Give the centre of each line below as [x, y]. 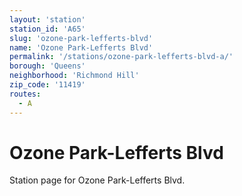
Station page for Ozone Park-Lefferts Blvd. [97, 180]
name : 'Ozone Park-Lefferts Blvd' [81, 47]
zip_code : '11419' [47, 85]
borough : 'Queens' [47, 66]
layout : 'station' [47, 19]
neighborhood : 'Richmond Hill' [74, 76]
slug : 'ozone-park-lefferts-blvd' [81, 38]
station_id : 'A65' [47, 29]
